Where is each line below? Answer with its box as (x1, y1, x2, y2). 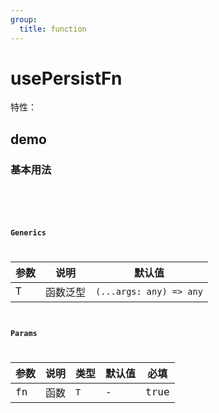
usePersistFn (10, 67, 123, 90)
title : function (19, 24, 87, 34)
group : (10, 14, 38, 25)
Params (10, 329, 38, 339)
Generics (10, 227, 47, 238)
